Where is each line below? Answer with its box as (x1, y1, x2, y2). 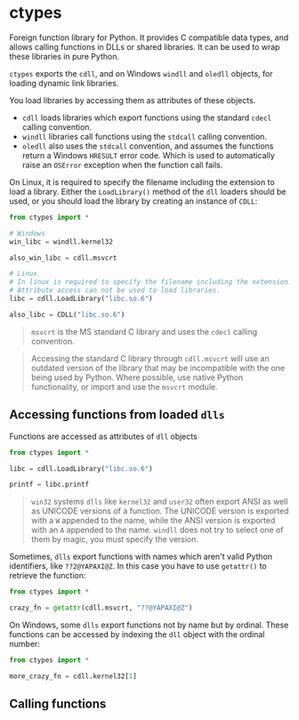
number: (9, 639, 40, 649)
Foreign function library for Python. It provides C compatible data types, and (9, 32, 289, 43)
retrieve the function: (9, 570, 86, 581)
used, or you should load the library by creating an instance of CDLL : (9, 195, 258, 206)
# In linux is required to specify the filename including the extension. (9, 278, 293, 287)
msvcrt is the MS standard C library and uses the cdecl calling (30, 326, 258, 336)
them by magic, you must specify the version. (30, 534, 198, 545)
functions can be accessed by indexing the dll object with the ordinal (9, 629, 265, 639)
